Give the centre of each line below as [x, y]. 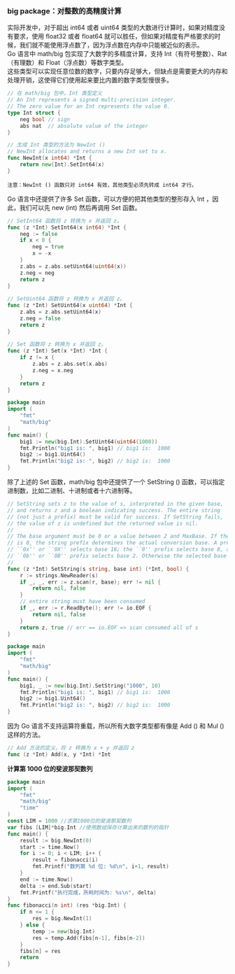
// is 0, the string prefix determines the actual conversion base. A [112, 543]
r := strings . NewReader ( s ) [59, 575]
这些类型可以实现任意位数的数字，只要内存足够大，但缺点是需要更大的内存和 [117, 71]
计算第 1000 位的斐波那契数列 [50, 768]
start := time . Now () [50, 847]
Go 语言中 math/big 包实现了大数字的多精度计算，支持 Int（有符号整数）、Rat [117, 54]
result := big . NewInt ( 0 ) [56, 840]
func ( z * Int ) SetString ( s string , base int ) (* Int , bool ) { [98, 569]
